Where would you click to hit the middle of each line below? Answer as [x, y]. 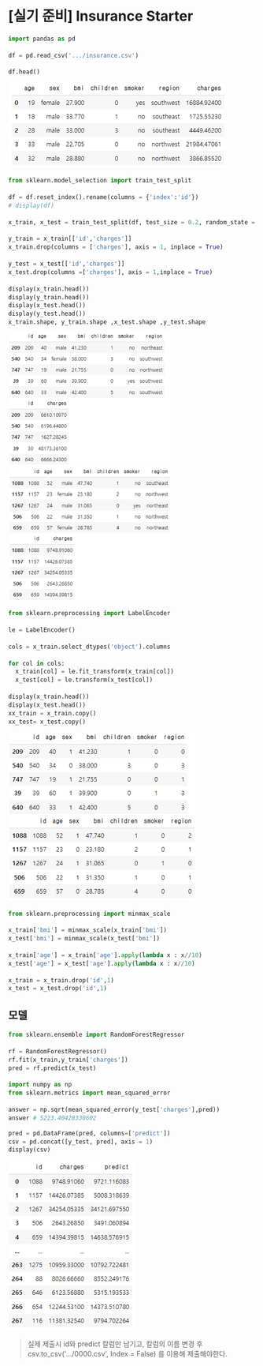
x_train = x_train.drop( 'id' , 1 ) [61, 980]
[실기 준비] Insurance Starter [101, 16]
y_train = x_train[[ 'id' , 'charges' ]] [70, 239]
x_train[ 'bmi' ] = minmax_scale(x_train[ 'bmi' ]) [88, 930]
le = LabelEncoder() [42, 630]
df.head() [24, 72]
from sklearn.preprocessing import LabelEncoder [89, 614]
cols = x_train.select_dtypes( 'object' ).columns [89, 647]
